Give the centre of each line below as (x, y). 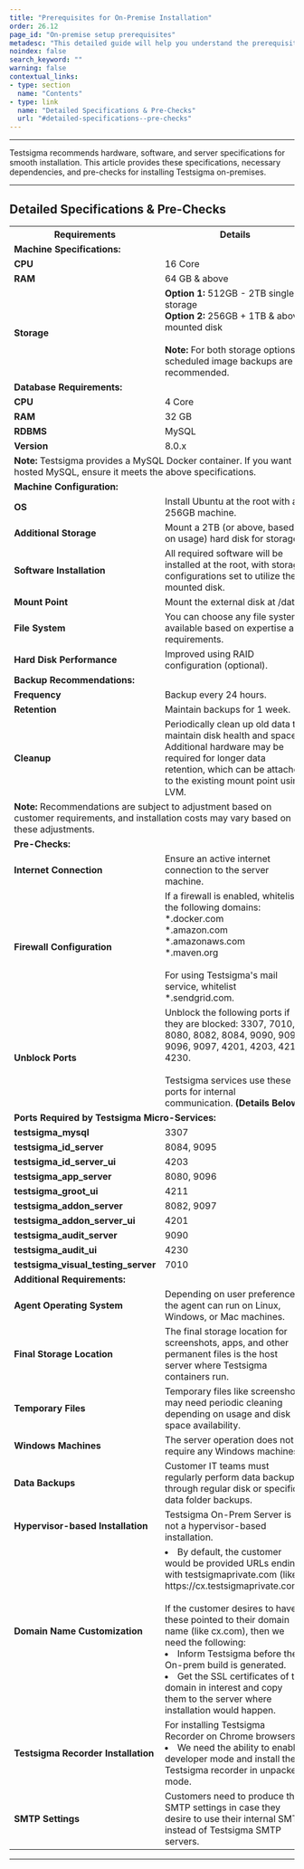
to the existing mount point (221, 781)
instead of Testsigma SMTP (223, 1830)
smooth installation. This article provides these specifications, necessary (145, 163)
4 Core (179, 402)
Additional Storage (55, 533)
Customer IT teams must (217, 1466)
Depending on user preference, (231, 1294)
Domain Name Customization (78, 1631)
